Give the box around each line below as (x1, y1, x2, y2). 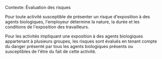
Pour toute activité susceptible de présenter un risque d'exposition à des (5, 14, 150, 19)
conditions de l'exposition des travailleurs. (5, 24, 89, 30)
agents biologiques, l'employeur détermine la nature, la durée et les (5, 19, 140, 24)
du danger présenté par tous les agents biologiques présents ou (5, 44, 133, 49)
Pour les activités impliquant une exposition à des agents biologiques (5, 34, 143, 39)
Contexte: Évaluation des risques (5, 5, 71, 10)
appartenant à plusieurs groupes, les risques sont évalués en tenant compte (5, 38, 157, 44)
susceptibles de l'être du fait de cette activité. (5, 48, 97, 54)
